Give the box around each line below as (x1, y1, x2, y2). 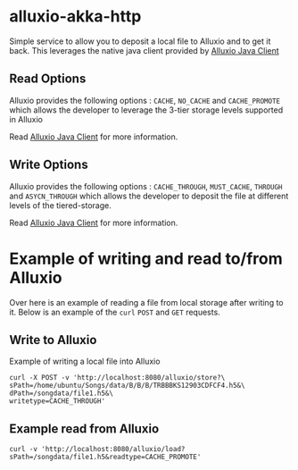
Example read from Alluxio (9, 421, 160, 436)
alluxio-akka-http (9, 6, 142, 27)
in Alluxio (9, 113, 43, 124)
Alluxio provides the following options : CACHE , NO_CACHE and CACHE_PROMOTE (9, 95, 281, 105)
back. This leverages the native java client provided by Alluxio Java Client (9, 45, 279, 55)
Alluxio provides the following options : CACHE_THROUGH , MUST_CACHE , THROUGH (9, 180, 283, 191)
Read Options (9, 71, 87, 87)
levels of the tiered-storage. (9, 199, 112, 211)
